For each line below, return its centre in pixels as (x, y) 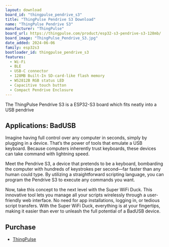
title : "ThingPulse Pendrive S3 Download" (50, 19)
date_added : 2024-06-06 (30, 43)
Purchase (21, 227)
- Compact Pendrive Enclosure (41, 90)
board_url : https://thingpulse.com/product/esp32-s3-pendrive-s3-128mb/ (83, 33)
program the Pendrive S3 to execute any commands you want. (70, 180)
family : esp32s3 (22, 48)
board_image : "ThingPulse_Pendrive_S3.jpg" (52, 38)
